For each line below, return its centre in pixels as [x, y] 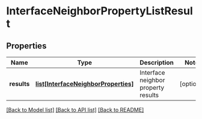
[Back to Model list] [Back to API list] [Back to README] [75, 110]
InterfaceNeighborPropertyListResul [100, 11]
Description [157, 62]
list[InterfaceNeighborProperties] [84, 84]
